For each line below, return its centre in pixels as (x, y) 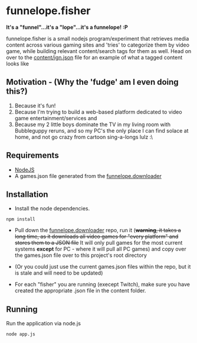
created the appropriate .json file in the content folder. (80, 291)
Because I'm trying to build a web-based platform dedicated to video (98, 112)
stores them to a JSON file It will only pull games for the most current (98, 243)
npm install (21, 219)
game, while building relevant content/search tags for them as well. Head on (99, 51)
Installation (27, 194)
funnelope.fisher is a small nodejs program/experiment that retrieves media (98, 38)
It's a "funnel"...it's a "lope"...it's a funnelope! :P (67, 27)
